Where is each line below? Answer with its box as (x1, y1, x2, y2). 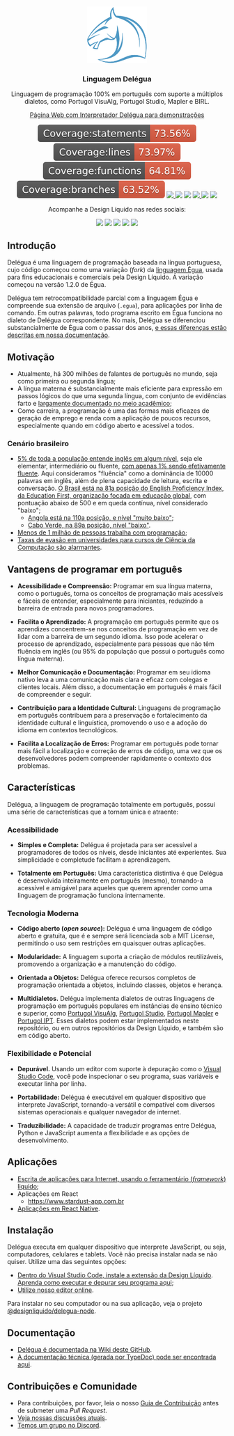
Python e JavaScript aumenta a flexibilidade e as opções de (17, 1128, 189, 1137)
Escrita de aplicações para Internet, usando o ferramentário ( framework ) (17, 1174, 226, 1183)
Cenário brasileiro (7, 439, 70, 448)
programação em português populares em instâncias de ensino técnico (17, 1002, 223, 1010)
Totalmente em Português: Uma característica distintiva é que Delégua (17, 869, 224, 878)
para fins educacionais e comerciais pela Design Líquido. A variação (7, 273, 203, 281)
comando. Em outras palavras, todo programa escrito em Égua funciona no (7, 309, 223, 317)
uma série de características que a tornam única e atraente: (7, 807, 179, 816)
